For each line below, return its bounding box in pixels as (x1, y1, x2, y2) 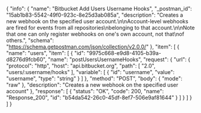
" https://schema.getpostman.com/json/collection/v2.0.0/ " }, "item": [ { (6, 43, 179, 50)
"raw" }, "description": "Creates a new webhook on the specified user (6, 81, 178, 88)
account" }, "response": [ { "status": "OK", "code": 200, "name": (6, 88, 165, 94)
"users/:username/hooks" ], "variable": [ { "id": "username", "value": (6, 69, 175, 75)
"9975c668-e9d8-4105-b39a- (86, 50, 162, 56)
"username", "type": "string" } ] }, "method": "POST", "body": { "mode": (6, 75, 182, 82)
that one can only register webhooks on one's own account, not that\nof (6, 30, 184, 38)
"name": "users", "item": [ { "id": (6, 50, 86, 56)
